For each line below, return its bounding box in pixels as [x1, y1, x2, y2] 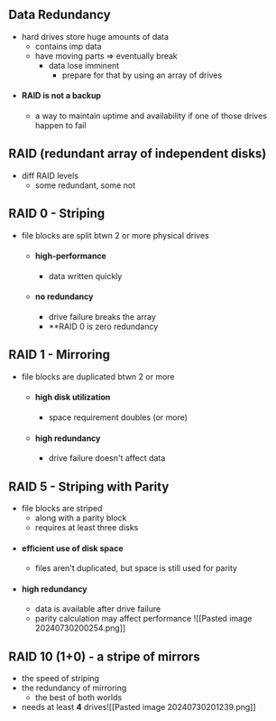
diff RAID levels [21, 170, 78, 181]
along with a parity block [34, 512, 127, 523]
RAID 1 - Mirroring [8, 347, 110, 362]
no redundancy [34, 291, 94, 302]
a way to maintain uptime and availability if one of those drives [34, 110, 268, 121]
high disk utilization [34, 392, 111, 403]
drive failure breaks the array [48, 312, 157, 323]
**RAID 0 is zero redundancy [48, 321, 159, 332]
